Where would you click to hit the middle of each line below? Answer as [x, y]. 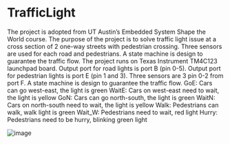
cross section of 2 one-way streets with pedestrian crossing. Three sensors [115, 46]
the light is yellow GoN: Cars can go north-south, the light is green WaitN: [111, 97]
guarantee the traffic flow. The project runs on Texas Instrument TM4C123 [113, 61]
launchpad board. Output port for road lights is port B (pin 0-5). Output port [114, 68]
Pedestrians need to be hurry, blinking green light [77, 119]
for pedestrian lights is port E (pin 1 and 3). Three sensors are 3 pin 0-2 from [115, 75]
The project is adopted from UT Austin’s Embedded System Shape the [107, 32]
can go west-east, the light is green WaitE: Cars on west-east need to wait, [113, 90]
